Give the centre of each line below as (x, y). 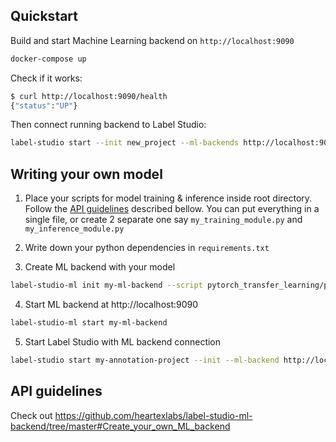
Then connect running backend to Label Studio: (108, 125)
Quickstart (44, 16)
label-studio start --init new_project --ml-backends (125, 143)
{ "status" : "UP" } (44, 105)
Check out (31, 415)
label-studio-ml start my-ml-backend (89, 323)
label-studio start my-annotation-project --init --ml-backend (145, 360)
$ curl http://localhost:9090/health (89, 96)
